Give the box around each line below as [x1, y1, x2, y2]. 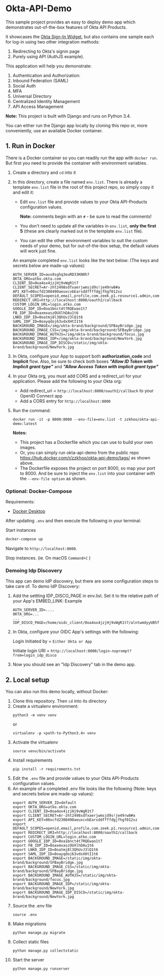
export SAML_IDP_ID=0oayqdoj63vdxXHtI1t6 [12, 851, 98, 857]
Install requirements [12, 757, 53, 763]
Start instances [5, 527, 36, 533]
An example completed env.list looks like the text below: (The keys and [12, 257, 159, 263]
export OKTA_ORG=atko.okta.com [12, 805, 77, 810]
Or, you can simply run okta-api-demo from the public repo [20, 450, 139, 456]
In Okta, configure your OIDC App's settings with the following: [12, 629, 139, 635]
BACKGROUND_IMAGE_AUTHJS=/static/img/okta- [28, 873, 118, 878]
